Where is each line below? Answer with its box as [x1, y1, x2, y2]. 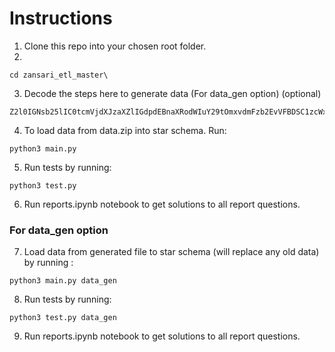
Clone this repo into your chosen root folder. [23, 40, 207, 52]
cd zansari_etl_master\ [9, 70, 109, 80]
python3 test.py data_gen [9, 313, 117, 323]
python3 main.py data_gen [9, 276, 117, 286]
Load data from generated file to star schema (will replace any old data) [23, 246, 320, 258]
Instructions [9, 7, 113, 30]
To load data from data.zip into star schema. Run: [23, 124, 227, 136]
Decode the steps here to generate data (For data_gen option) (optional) [23, 87, 322, 99]
